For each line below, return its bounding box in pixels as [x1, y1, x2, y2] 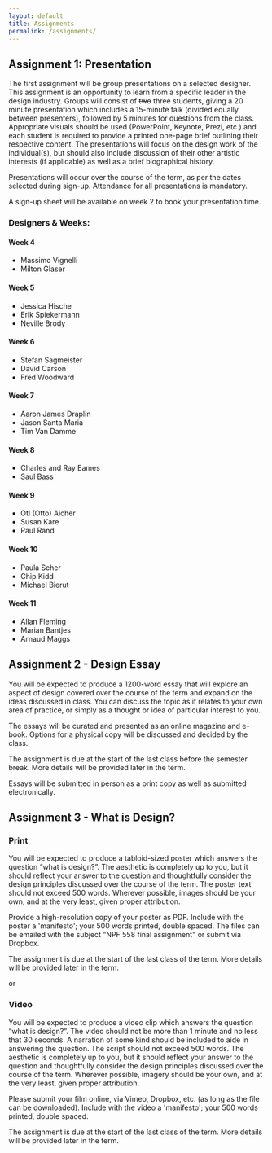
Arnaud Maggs [20, 633, 71, 643]
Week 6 [8, 337, 35, 347]
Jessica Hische [20, 300, 72, 310]
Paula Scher [20, 563, 61, 572]
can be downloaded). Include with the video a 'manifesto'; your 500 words [8, 1103, 258, 1112]
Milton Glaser [20, 264, 65, 274]
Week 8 [8, 445, 35, 454]
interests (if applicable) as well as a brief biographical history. [8, 156, 215, 167]
